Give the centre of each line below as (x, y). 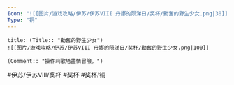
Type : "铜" (23, 20)
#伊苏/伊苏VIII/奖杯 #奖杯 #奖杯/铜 (57, 75)
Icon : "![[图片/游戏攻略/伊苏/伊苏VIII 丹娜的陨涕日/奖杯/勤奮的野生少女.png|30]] (118, 13)
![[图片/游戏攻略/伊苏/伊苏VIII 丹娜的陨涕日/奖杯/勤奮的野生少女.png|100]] (108, 48)
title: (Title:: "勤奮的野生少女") (55, 40)
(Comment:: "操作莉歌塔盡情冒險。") (55, 61)
